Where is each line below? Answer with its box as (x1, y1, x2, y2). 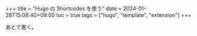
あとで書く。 (5, 24, 37, 30)
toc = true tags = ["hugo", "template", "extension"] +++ (56, 12, 192, 19)
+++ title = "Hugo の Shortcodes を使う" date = (5, 5, 122, 12)
